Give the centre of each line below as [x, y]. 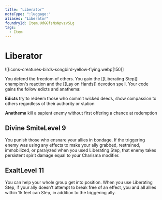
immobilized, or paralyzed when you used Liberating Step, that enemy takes [81, 150]
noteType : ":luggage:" [28, 14]
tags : [10, 28]
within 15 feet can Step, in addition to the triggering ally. [60, 192]
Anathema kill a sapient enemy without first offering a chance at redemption [81, 113]
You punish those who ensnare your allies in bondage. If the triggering [75, 140]
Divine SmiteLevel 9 [36, 128]
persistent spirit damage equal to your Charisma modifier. [62, 155]
